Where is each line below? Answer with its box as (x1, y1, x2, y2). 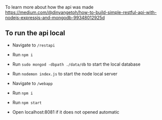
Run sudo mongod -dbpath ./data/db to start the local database (12, 61, 141, 67)
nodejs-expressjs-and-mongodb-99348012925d (5, 15, 105, 20)
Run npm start (12, 99, 42, 105)
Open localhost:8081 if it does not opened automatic (12, 109, 120, 115)
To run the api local (5, 29, 65, 38)
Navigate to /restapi (12, 42, 55, 48)
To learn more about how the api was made (5, 4, 94, 10)
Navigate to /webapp (12, 80, 53, 86)
